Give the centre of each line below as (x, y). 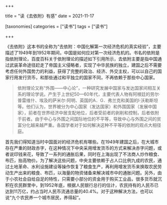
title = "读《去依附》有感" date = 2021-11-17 (50, 16)
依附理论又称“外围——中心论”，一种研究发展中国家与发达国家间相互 (87, 88)
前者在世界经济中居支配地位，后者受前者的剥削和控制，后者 (89, 113)
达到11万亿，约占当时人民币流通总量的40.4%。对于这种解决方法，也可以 (79, 191)
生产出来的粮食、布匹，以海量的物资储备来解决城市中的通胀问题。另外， (83, 173)
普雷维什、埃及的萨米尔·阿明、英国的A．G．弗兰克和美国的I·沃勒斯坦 (87, 100)
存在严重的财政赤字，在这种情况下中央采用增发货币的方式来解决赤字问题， (81, 148)
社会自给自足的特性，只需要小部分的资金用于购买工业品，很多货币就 (88, 179)
